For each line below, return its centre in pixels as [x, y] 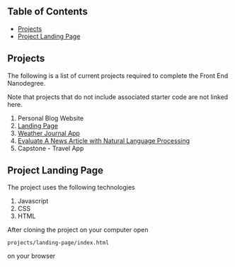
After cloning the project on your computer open [78, 230]
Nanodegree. [27, 83]
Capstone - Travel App [51, 148]
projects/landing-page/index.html [58, 243]
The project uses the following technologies [71, 188]
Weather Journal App [48, 133]
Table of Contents [48, 12]
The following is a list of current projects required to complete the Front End [118, 75]
